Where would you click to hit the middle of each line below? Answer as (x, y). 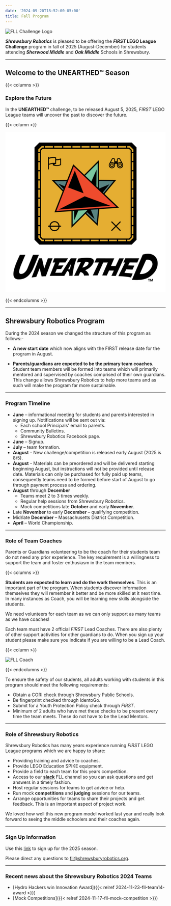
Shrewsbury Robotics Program (55, 321)
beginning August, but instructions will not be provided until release (83, 469)
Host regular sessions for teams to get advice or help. (69, 788)
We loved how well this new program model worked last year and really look (85, 814)
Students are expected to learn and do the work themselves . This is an (81, 583)
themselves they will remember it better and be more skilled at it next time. (83, 593)
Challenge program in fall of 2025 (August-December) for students (76, 46)
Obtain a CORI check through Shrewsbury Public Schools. (73, 695)
